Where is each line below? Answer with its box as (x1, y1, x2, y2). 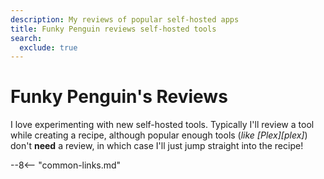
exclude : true (19, 42, 78, 53)
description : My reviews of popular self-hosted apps (10, 14, 240, 25)
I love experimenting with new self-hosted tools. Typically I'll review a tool (10, 119, 315, 131)
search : (10, 33, 43, 43)
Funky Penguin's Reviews (10, 86, 228, 108)
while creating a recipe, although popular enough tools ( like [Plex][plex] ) (10, 129, 308, 141)
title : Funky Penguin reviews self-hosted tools (10, 24, 217, 34)
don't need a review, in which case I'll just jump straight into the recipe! (10, 140, 304, 152)
